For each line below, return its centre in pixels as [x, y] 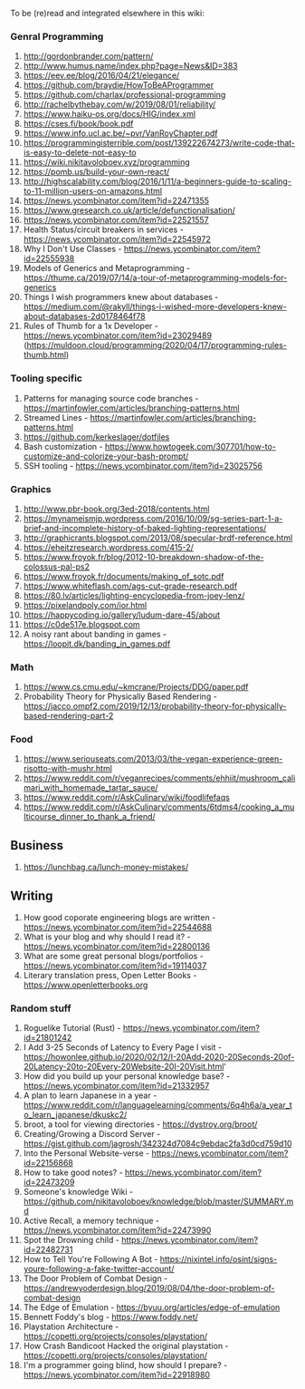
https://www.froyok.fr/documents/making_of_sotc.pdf [124, 576]
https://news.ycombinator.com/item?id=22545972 [117, 239]
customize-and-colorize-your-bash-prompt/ [106, 456]
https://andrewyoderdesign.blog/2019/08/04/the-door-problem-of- [149, 1288]
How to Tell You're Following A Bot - [91, 1259]
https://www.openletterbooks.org [86, 985]
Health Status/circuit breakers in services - [103, 229]
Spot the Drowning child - [71, 1240]
